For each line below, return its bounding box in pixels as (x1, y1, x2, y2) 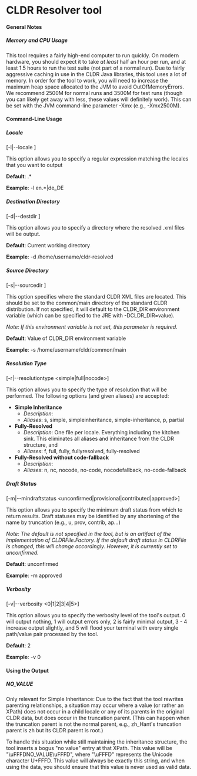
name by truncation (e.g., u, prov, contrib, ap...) (6, 519, 121, 526)
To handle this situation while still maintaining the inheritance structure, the (6, 738, 188, 745)
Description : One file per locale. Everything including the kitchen (23, 429, 180, 436)
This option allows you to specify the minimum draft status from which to (6, 506, 183, 513)
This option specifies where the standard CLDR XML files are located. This (6, 293, 187, 300)
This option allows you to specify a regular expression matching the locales (6, 155, 189, 162)
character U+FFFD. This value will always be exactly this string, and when (6, 757, 185, 764)
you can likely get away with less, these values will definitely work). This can (6, 96, 192, 103)
